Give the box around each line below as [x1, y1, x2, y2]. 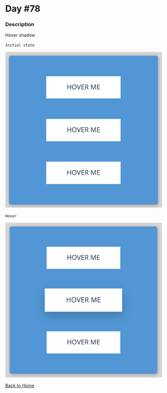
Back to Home [5, 382, 35, 388]
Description [5, 21, 35, 28]
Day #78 [5, 3, 41, 15]
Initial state [5, 43, 35, 48]
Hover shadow [5, 32, 36, 38]
